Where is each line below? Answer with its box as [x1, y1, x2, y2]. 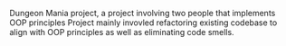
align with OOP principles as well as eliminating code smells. [9, 27, 234, 37]
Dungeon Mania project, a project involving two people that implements [9, 8, 276, 18]
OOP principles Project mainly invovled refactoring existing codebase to [9, 17, 278, 28]
